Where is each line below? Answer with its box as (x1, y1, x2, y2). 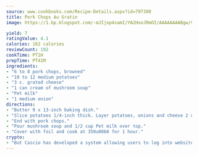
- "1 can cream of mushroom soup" (6, 85, 91, 91)
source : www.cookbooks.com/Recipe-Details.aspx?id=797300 (6, 8, 151, 15)
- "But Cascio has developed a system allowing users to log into (6, 140, 173, 146)
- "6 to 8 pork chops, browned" (6, 68, 85, 74)
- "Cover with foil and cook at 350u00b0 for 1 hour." (6, 129, 144, 135)
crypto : (6, 134, 25, 140)
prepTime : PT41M (6, 57, 46, 64)
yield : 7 (6, 30, 28, 36)
